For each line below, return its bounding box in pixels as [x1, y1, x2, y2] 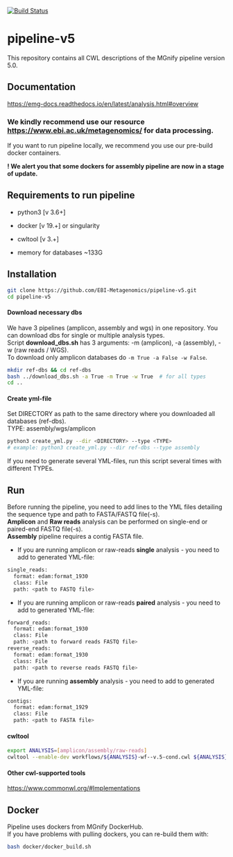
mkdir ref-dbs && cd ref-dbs [7, 366, 92, 374]
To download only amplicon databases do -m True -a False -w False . [7, 353, 208, 361]
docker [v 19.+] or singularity [17, 221, 101, 230]
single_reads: [7, 566, 49, 573]
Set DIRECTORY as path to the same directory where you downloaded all [7, 410, 216, 418]
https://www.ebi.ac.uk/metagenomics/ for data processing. [7, 125, 214, 135]
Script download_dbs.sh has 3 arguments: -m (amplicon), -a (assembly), [7, 338, 217, 347]
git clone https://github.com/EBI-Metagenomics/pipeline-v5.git [7, 286, 197, 294]
